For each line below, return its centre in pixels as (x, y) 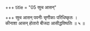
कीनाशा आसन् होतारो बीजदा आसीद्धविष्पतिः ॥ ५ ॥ (45, 23)
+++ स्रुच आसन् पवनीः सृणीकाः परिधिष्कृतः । (41, 18)
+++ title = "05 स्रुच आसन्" (31, 7)
